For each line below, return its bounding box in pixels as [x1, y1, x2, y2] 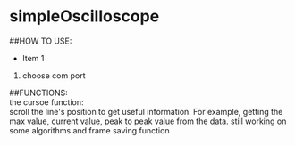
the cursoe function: [9, 96, 84, 108]
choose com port [21, 69, 86, 81]
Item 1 [21, 52, 45, 63]
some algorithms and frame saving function [9, 125, 170, 135]
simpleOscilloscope [9, 6, 160, 27]
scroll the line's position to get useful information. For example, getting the [9, 106, 283, 117]
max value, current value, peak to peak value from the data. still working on [9, 116, 287, 126]
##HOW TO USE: [9, 36, 72, 46]
